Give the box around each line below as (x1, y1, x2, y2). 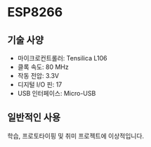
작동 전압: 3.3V (17, 72, 60, 79)
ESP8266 (7, 4, 63, 20)
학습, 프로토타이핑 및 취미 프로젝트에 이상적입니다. (7, 132, 145, 140)
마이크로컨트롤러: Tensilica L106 (17, 54, 107, 62)
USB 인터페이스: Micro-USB (17, 89, 96, 97)
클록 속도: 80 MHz (17, 63, 69, 71)
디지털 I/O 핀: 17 (17, 80, 63, 89)
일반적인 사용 (7, 112, 61, 124)
